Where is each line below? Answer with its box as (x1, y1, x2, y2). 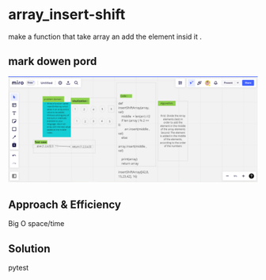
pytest (8, 263, 29, 272)
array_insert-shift (8, 6, 126, 24)
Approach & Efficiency (8, 198, 121, 211)
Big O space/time (8, 219, 65, 228)
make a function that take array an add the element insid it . (8, 32, 202, 41)
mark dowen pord (8, 55, 97, 68)
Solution (8, 242, 51, 255)
